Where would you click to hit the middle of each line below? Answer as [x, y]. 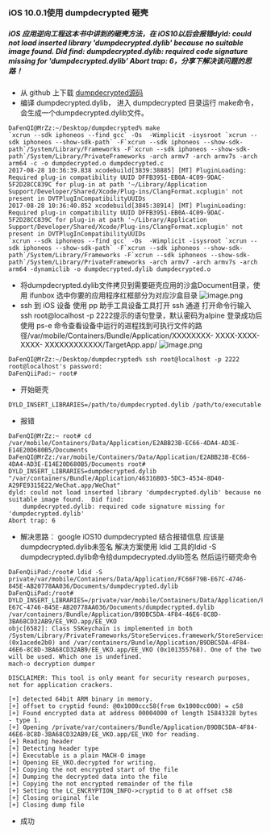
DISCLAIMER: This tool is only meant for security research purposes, [129, 678]
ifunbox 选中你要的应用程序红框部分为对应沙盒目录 [114, 295]
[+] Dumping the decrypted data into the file [88, 777]
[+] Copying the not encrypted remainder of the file [101, 784]
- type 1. [25, 720]
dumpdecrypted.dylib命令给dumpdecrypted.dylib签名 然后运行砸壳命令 [138, 556]
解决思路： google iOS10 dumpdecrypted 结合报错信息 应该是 [122, 536]
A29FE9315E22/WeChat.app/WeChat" [65, 485]
